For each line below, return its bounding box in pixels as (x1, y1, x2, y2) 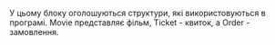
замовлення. (9, 27, 59, 37)
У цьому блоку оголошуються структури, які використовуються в (9, 8, 266, 18)
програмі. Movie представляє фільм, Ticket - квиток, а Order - (9, 17, 250, 28)
